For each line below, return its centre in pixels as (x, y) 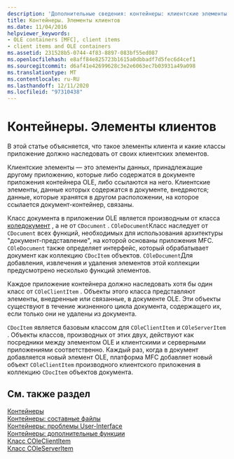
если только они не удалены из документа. (72, 314)
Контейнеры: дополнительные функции (66, 433)
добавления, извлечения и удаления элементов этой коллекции (103, 263)
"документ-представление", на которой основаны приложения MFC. (110, 241)
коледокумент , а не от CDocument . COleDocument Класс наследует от (108, 226)
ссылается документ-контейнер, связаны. (71, 205)
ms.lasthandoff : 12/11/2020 (48, 86)
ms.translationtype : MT (42, 72)
